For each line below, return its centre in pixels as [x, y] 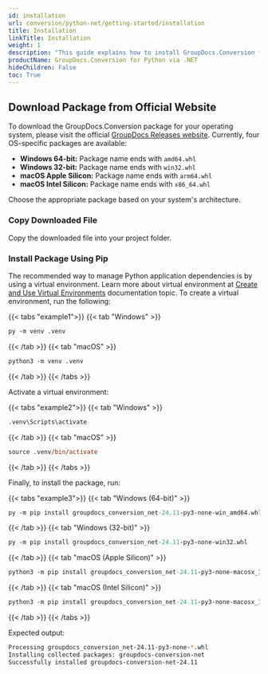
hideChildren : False [43, 68]
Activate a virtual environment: [59, 392]
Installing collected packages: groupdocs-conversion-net [106, 655]
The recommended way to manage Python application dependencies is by [130, 276]
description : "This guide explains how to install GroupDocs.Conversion [132, 53]
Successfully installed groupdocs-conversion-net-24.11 [103, 662]
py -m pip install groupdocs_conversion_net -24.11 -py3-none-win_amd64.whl [135, 512]
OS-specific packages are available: [68, 144]
